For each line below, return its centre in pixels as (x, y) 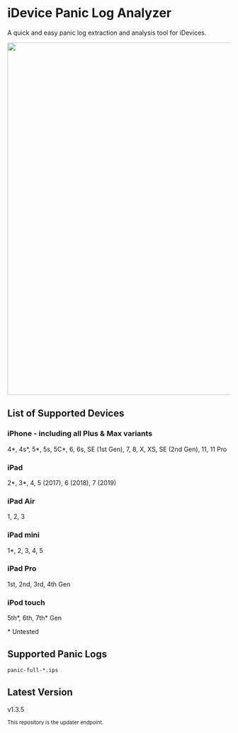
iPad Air (21, 501)
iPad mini (24, 535)
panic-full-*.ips (33, 670)
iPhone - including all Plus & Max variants (80, 433)
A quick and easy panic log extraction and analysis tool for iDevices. (107, 33)
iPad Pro (22, 569)
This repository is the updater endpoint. (56, 722)
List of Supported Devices (66, 413)
